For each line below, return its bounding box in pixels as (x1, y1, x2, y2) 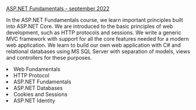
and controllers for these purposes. (6, 54, 93, 61)
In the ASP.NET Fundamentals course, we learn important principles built (6, 17, 184, 23)
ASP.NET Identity (14, 97, 55, 104)
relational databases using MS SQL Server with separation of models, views (6, 48, 191, 55)
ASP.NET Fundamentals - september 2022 (6, 5, 110, 12)
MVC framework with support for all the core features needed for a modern (6, 35, 189, 42)
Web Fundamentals (14, 66, 61, 73)
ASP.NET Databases (14, 85, 63, 91)
